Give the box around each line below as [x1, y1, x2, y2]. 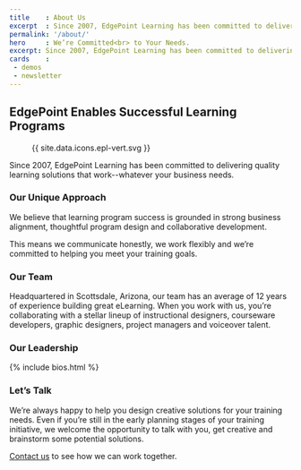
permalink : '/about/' [9, 30, 90, 38]
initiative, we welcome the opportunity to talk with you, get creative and [9, 423, 273, 434]
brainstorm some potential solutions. [9, 433, 144, 444]
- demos [13, 64, 42, 73]
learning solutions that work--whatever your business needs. [9, 169, 235, 180]
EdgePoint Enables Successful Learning [9, 105, 237, 120]
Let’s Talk [9, 384, 52, 397]
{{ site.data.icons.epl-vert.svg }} [31, 142, 150, 153]
